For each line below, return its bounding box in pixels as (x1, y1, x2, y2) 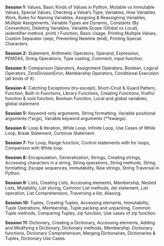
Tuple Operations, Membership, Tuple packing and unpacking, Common (5, 205, 151, 211)
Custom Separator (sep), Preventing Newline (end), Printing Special (5, 35, 141, 41)
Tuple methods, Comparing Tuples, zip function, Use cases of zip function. (5, 210, 157, 216)
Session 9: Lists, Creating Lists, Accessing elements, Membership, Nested (5, 180, 156, 185)
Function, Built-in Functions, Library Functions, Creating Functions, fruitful (5, 91, 155, 96)
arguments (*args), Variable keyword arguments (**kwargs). (5, 116, 127, 121)
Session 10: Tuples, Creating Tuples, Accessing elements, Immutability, (5, 200, 150, 206)
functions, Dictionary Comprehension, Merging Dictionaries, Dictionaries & (5, 230, 156, 236)
